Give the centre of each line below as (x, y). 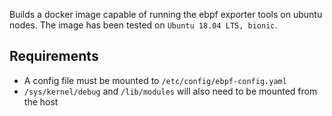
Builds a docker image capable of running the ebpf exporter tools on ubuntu (166, 14)
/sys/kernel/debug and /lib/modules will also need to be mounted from (170, 91)
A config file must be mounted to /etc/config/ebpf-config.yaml (155, 80)
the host (41, 101)
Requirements (54, 56)
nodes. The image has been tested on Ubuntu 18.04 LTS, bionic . (143, 25)
